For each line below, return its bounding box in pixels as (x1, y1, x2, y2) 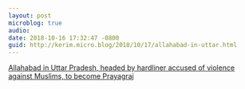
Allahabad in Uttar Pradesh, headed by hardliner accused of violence (8, 63, 235, 72)
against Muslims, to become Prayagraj (8, 72, 134, 81)
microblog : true (8, 19, 62, 27)
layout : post (8, 11, 52, 20)
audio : (8, 26, 30, 34)
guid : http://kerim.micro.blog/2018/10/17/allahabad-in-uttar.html (8, 41, 238, 49)
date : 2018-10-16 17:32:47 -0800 (8, 33, 120, 42)
